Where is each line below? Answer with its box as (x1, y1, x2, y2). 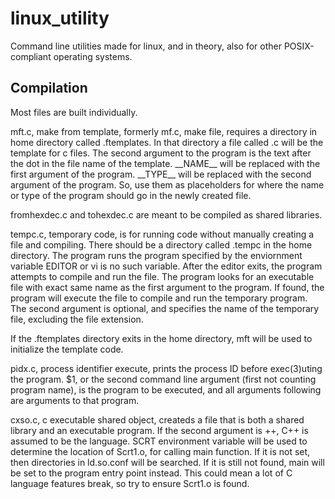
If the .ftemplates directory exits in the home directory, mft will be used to (10, 332, 313, 344)
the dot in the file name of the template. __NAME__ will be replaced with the (10, 157, 321, 169)
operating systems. (53, 50, 133, 62)
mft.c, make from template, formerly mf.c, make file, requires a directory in (10, 125, 318, 137)
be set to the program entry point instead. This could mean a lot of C (10, 467, 293, 479)
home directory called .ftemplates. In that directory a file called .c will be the (10, 136, 324, 148)
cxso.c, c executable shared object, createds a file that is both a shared (10, 413, 305, 426)
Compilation (10, 80, 88, 97)
